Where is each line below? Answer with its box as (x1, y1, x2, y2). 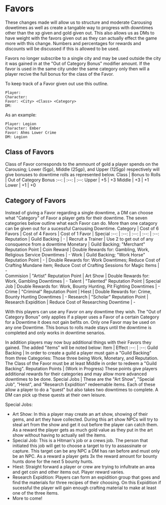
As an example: (5, 112, 37, 118)
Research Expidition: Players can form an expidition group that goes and (12, 474, 160, 480)
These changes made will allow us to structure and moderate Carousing (5, 19, 152, 25)
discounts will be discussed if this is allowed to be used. (5, 46, 120, 51)
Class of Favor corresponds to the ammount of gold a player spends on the (5, 161, 159, 167)
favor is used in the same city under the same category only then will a (5, 65, 150, 72)
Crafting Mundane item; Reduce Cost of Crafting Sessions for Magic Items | (5, 262, 160, 268)
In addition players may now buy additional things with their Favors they (5, 339, 152, 345)
